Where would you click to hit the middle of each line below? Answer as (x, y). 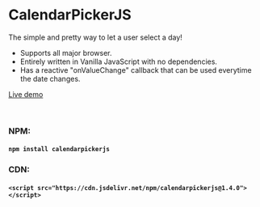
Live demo (26, 94)
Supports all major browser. (66, 53)
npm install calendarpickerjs (59, 150)
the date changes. (50, 78)
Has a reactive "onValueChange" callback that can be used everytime (136, 70)
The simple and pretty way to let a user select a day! (96, 37)
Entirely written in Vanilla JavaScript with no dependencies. (119, 61)
